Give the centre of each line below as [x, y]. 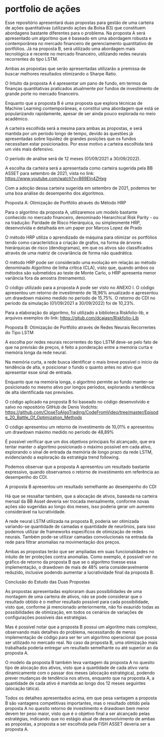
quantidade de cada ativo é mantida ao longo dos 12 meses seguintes [75, 683]
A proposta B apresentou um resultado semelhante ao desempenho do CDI [81, 487]
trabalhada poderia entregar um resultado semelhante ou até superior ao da [82, 647]
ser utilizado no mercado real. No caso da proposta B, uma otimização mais [81, 642]
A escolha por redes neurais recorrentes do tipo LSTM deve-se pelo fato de [82, 342]
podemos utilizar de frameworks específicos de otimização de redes [74, 531]
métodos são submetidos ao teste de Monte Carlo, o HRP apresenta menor [81, 272]
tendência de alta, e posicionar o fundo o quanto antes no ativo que [73, 367]
